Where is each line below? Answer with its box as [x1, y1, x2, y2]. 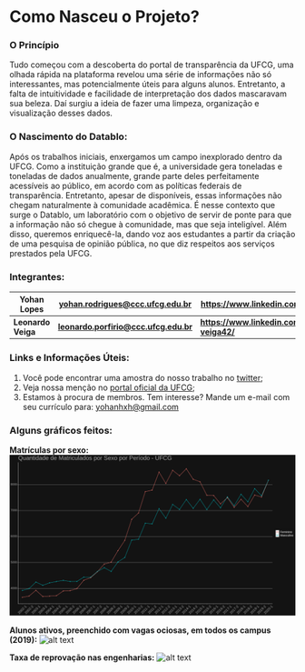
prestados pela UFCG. [9, 247, 93, 258]
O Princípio [9, 39, 60, 52]
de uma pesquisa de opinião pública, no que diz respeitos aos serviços [9, 238, 275, 249]
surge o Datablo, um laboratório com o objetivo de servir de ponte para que [9, 209, 292, 220]
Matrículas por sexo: [9, 444, 89, 456]
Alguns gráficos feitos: [9, 424, 113, 436]
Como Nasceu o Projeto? [9, 6, 200, 27]
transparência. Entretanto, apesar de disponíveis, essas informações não [9, 189, 282, 201]
